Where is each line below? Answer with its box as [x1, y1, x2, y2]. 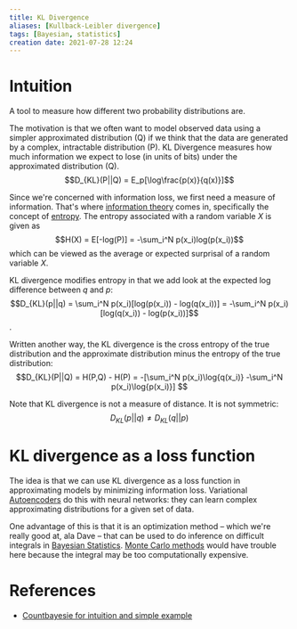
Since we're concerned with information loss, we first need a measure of [9, 192, 276, 203]
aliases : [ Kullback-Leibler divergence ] [9, 21, 162, 30]
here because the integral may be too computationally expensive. [9, 549, 249, 560]
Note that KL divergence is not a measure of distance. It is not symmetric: [9, 398, 279, 410]
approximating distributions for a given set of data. [9, 503, 195, 514]
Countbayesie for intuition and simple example [21, 609, 193, 620]
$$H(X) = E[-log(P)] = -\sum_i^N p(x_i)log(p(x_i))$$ [54, 234, 245, 245]
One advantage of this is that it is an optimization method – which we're [9, 520, 271, 531]
